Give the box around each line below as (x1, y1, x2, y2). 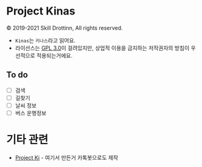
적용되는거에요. (36, 51, 73, 59)
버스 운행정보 (15, 109, 47, 116)
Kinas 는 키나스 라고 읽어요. (15, 36, 76, 44)
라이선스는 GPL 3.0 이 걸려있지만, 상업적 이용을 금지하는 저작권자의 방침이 (15, 44, 190, 51)
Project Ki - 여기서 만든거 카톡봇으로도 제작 (15, 154, 119, 161)
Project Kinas (6, 4, 75, 18)
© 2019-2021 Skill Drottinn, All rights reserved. (6, 24, 123, 31)
